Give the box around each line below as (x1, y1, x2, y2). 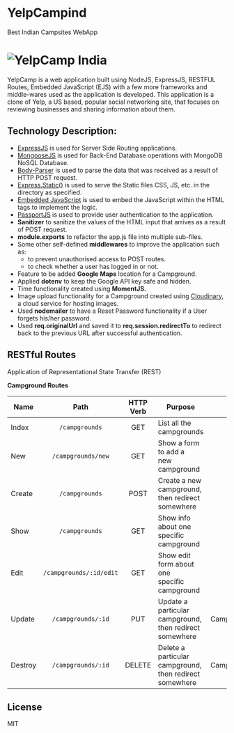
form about (157, 559, 194, 569)
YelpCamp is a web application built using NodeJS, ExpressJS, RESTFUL (7, 75, 216, 84)
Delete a (157, 642, 186, 652)
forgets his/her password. (17, 314, 92, 322)
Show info (157, 513, 192, 523)
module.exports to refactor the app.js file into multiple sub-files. (17, 232, 203, 241)
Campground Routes (7, 381, 68, 389)
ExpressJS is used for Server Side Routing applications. (17, 144, 178, 152)
